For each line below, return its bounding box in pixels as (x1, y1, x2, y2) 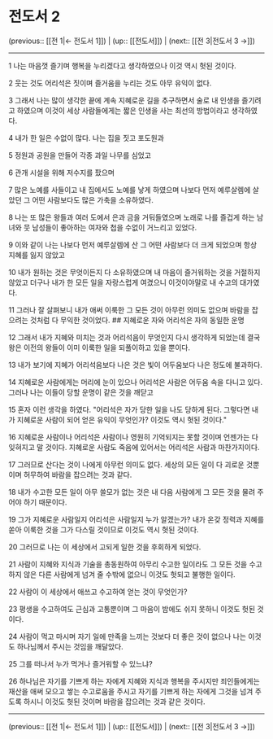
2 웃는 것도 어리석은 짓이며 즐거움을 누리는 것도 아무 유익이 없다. (8, 78, 212, 88)
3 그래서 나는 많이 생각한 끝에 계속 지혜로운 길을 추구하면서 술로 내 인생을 (8, 95, 240, 105)
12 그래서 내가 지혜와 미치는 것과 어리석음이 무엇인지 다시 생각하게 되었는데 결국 (8, 332, 261, 342)
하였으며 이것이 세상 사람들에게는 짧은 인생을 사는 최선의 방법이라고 (16, 105, 230, 115)
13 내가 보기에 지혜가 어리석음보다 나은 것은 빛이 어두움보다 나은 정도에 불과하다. (8, 360, 262, 369)
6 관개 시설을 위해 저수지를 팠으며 (8, 168, 115, 177)
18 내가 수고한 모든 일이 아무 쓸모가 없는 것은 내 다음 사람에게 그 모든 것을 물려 (8, 487, 256, 496)
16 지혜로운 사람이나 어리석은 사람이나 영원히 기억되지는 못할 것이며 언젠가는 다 (8, 432, 258, 442)
